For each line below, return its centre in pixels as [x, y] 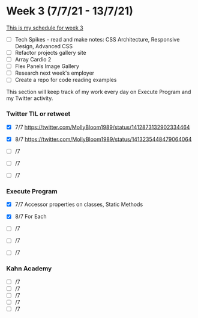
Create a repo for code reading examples [66, 80]
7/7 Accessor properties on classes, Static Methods [79, 204]
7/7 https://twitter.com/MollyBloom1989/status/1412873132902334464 [102, 127]
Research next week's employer [55, 73]
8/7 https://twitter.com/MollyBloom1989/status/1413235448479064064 [103, 139]
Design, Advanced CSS [44, 46]
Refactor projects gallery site [51, 53]
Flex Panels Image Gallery [47, 66]
